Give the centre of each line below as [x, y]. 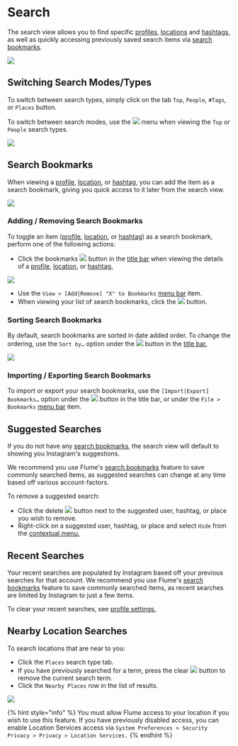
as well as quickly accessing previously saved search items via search [110, 39]
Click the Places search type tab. [66, 662]
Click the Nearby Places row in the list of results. [88, 685]
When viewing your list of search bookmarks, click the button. [112, 301]
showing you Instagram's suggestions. [64, 453]
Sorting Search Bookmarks [55, 320]
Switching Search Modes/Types [80, 83]
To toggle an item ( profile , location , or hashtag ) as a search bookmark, [110, 236]
